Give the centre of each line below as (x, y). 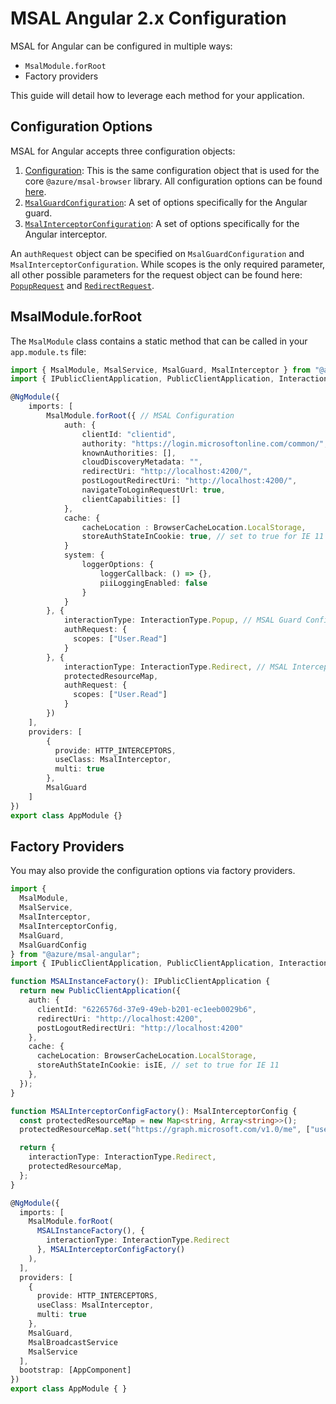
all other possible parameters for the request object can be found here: (156, 274)
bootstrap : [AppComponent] (75, 1370)
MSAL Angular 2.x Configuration (148, 18)
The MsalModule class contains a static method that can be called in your (159, 341)
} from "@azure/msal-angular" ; (75, 954)
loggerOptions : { (118, 565)
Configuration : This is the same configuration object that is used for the (172, 170)
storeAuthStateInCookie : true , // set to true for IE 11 (203, 537)
